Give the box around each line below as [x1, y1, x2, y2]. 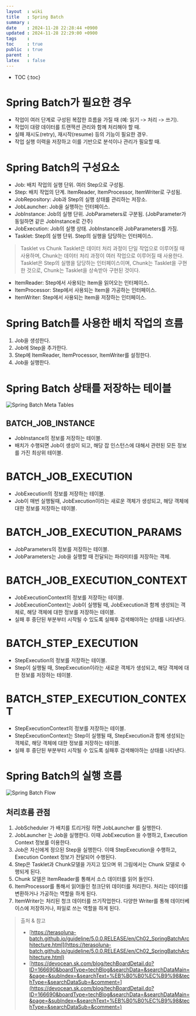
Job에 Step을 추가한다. [14, 345, 68, 352]
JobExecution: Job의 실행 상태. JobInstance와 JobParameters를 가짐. [14, 225, 179, 232]
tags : [6, 36, 30, 42]
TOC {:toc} [14, 74, 41, 81]
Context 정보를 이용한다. [14, 839, 71, 846]
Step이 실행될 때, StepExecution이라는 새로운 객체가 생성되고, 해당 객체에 [14, 664, 183, 671]
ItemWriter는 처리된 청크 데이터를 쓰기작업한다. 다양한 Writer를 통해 [14, 897, 169, 904]
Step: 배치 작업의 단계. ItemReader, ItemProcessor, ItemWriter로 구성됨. [14, 188, 182, 196]
